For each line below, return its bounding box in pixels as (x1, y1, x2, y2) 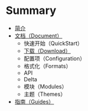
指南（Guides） (14, 98, 54, 105)
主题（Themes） (23, 90, 66, 98)
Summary (5, 4, 56, 18)
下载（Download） (23, 47, 71, 55)
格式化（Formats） (23, 62, 71, 70)
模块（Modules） (23, 82, 68, 90)
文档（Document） (14, 32, 62, 39)
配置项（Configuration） (23, 55, 86, 62)
